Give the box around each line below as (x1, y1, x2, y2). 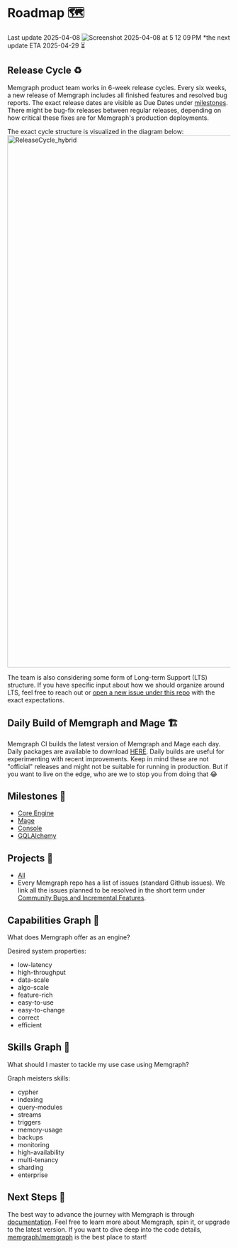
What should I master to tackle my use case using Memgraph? (7, 1060, 189, 1068)
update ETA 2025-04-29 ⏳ (7, 41, 86, 50)
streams (17, 1110, 42, 1119)
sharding (17, 1163, 44, 1171)
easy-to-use (17, 998, 55, 1007)
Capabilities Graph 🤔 (7, 914, 100, 926)
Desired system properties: (7, 947, 86, 955)
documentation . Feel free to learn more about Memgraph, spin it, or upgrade (7, 1217, 230, 1226)
